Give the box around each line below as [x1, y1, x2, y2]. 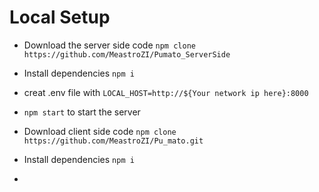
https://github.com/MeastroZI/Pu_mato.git [23, 136, 204, 146]
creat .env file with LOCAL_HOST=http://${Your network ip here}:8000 [23, 86, 309, 98]
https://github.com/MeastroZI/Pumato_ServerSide [23, 49, 231, 60]
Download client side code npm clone [23, 125, 177, 137]
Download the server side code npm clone [23, 39, 196, 51]
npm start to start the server [23, 106, 141, 118]
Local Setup [9, 6, 111, 29]
